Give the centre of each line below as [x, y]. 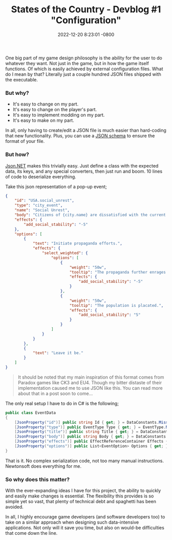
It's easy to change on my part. [46, 104]
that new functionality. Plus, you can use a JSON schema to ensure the [80, 136]
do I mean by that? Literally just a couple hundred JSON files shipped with [83, 74]
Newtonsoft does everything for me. [44, 466]
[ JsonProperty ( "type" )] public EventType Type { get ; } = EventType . [90, 427]
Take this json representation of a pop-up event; [56, 186]
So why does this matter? [38, 479]
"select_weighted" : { [65, 253]
